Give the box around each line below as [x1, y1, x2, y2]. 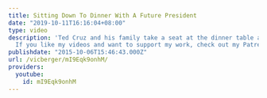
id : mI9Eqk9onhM [22, 77, 77, 85]
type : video [8, 26, 48, 34]
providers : [8, 63, 44, 71]
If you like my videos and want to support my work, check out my [15, 41, 240, 49]
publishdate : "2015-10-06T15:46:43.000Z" [8, 48, 148, 56]
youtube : [15, 70, 44, 78]
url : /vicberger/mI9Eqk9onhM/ [8, 56, 109, 64]
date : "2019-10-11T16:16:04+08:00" [8, 19, 126, 27]
